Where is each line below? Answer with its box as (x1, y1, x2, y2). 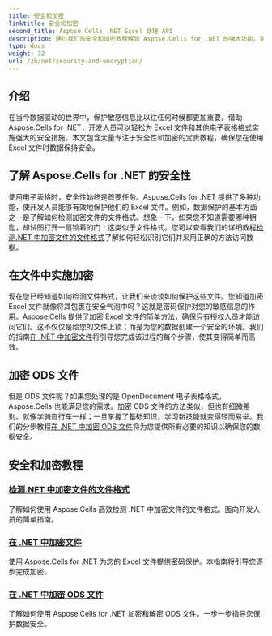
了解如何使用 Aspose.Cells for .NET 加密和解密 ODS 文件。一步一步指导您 (8, 609, 253, 619)
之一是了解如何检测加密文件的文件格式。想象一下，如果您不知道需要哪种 (8, 212, 249, 221)
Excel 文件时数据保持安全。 (8, 143, 100, 153)
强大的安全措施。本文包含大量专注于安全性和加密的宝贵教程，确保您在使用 (15, 132, 264, 142)
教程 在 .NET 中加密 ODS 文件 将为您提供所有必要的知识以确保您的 (36, 422, 253, 432)
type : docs (8, 42, 45, 50)
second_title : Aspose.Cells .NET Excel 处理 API (8, 27, 173, 35)
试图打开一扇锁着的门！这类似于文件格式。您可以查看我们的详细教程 (29, 222, 257, 232)
